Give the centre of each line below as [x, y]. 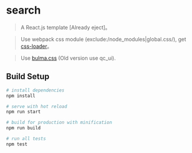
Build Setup [28, 76]
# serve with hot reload [37, 106]
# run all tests [26, 139]
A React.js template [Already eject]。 [66, 27]
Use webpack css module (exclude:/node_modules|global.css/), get [103, 39]
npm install [21, 96]
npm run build [24, 128]
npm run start [24, 112]
